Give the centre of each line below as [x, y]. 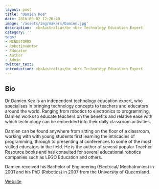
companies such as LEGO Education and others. [54, 157]
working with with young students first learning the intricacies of [70, 136]
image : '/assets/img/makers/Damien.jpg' [47, 23]
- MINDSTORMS [18, 42]
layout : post [18, 10]
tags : [11, 37]
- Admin [13, 60]
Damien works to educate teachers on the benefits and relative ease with [79, 116]
